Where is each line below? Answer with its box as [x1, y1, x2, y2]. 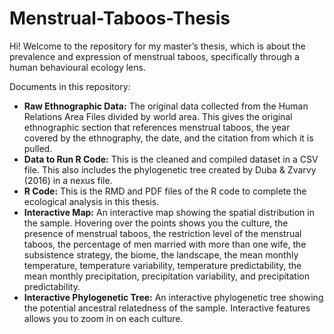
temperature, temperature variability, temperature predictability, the [23, 259, 302, 271]
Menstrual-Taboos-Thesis [9, 7, 231, 30]
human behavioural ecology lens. [9, 61, 146, 73]
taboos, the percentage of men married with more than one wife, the [23, 238, 307, 250]
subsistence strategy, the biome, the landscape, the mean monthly [23, 248, 299, 261]
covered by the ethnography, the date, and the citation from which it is [23, 132, 314, 144]
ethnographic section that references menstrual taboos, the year [23, 121, 291, 133]
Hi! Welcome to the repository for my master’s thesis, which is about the [9, 40, 306, 52]
